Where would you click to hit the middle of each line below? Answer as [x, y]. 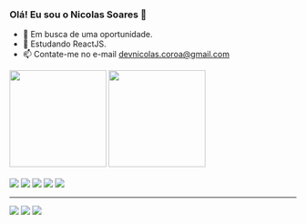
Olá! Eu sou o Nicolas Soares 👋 [78, 15]
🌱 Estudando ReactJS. [64, 44]
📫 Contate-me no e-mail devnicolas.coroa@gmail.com [126, 55]
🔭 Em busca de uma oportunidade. [87, 35]
